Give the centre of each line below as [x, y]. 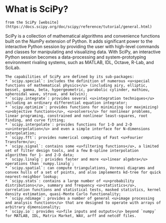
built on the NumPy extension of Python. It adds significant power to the [79, 41]
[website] [48, 22]
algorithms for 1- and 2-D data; [40, 155]
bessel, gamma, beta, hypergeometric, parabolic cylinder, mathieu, [78, 90]
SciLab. [13, 68]
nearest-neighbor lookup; [32, 177]
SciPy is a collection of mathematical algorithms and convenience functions [83, 36]
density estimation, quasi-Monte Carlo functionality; [63, 194]
